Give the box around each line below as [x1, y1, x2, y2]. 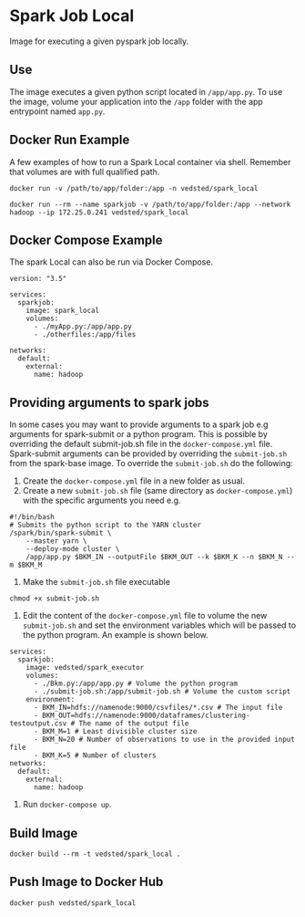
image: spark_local [25, 307, 100, 316]
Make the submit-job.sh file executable [22, 577, 171, 588]
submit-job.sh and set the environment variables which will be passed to [22, 620, 297, 630]
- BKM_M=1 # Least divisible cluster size [33, 727, 198, 736]
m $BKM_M [9, 560, 43, 570]
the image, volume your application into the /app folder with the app [9, 96, 264, 107]
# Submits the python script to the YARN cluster [9, 521, 202, 530]
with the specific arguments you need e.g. [22, 495, 181, 506]
